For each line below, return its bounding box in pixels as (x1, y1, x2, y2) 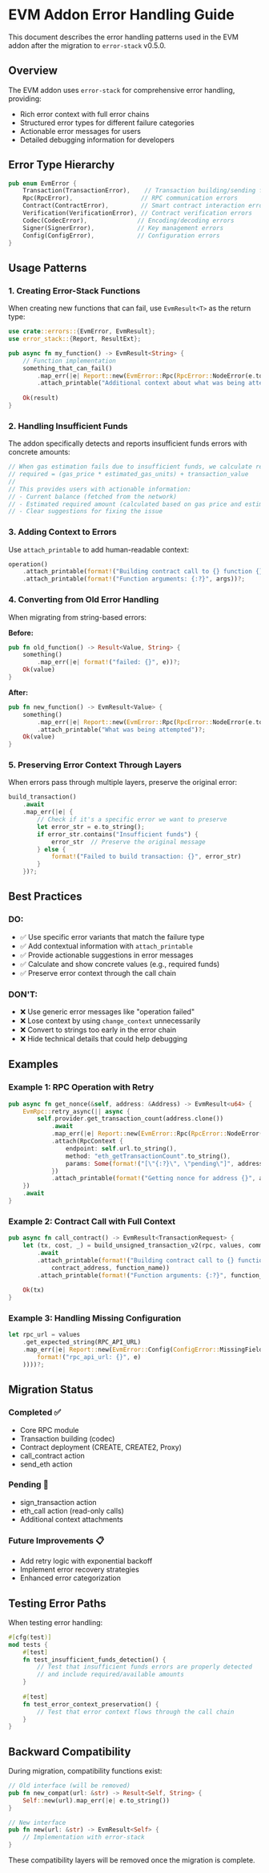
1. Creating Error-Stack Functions (8, 285, 141, 296)
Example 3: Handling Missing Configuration (8, 1313, 182, 1324)
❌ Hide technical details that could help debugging (19, 1034, 188, 1044)
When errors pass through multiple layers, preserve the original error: (8, 778, 238, 787)
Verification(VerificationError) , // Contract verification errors (22, 209, 252, 217)
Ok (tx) (22, 1286, 45, 1294)
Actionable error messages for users (19, 126, 142, 136)
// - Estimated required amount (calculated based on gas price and (8, 500, 242, 508)
